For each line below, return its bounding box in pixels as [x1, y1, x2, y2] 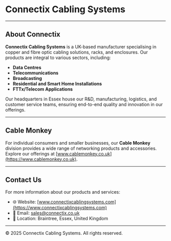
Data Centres [12, 64, 42, 70]
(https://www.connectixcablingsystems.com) [12, 205, 107, 211]
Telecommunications [12, 70, 59, 76]
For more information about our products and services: [5, 189, 121, 195]
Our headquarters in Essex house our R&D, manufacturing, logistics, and [5, 96, 157, 102]
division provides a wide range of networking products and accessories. [5, 145, 157, 151]
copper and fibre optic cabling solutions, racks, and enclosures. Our [5, 49, 148, 55]
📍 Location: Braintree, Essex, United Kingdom [12, 216, 108, 222]
